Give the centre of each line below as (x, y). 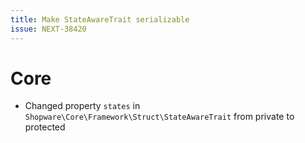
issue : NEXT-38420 (48, 29)
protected (45, 127)
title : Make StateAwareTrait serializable (100, 19)
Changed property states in (82, 106)
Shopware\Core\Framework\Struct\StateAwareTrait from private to (159, 117)
